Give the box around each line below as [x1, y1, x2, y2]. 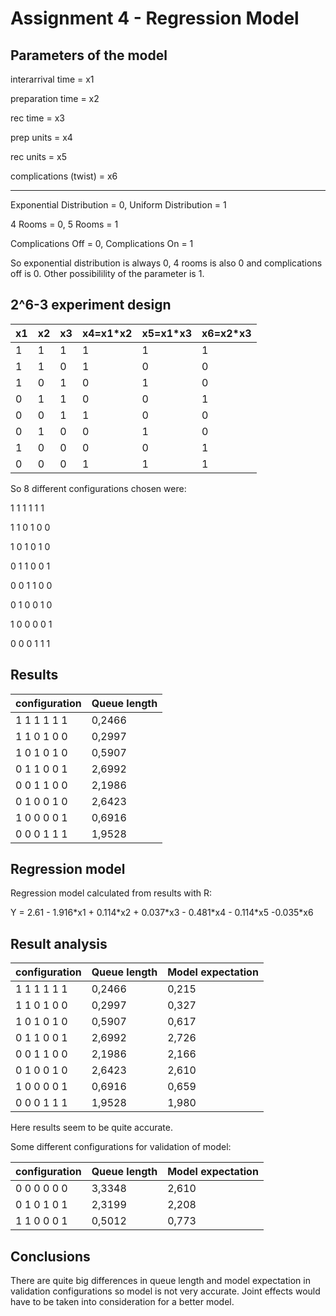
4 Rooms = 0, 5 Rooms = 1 [10, 218, 119, 230]
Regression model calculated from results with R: [10, 887, 213, 899]
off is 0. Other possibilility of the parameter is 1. [10, 268, 205, 279]
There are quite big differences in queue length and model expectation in [10, 1275, 311, 1287]
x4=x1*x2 [81, 326, 133, 340]
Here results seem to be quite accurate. [10, 1122, 173, 1134]
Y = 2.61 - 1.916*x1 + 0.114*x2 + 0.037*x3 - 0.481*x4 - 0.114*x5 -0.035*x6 [10, 907, 314, 919]
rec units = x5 [10, 151, 67, 162]
